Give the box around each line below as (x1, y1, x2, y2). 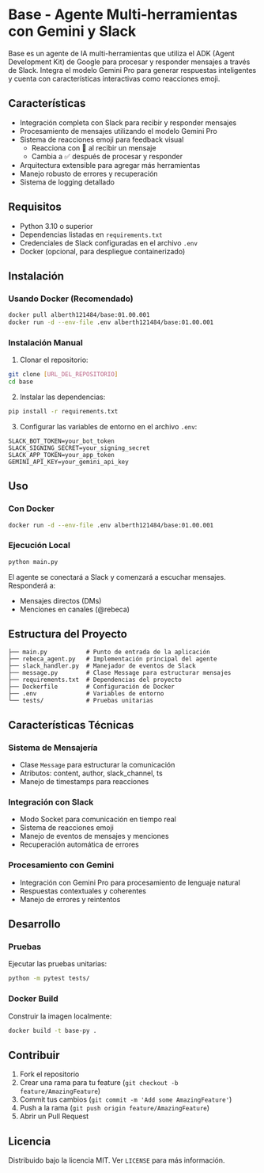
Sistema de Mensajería (8, 742, 98, 753)
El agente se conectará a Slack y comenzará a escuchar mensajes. (8, 572, 227, 581)
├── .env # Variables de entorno (8, 690, 164, 698)
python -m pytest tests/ (8, 974, 90, 983)
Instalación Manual (8, 337, 83, 348)
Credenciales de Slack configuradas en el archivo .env (19, 238, 198, 247)
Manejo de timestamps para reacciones (19, 777, 149, 786)
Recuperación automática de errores (19, 840, 140, 849)
